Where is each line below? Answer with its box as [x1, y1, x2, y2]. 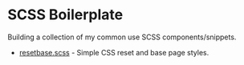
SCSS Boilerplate [7, 6, 124, 24]
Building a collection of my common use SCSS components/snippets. [7, 32, 237, 42]
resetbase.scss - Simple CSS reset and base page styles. [18, 47, 209, 57]
